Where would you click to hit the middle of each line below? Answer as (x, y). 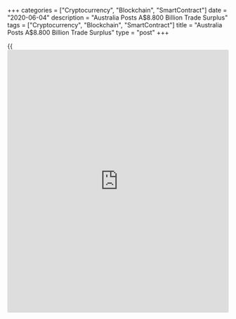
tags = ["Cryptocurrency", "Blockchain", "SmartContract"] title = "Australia (115, 25)
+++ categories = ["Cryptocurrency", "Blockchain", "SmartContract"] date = (117, 10)
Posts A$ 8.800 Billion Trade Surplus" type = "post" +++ (88, 32)
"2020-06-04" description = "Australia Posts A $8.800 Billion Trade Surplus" (118, 18)
